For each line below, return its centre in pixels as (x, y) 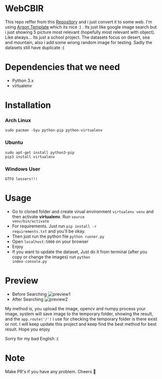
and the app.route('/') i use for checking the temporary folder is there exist (81, 319)
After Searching (28, 299)
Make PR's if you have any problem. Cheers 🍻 (51, 371)
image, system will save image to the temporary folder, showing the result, (79, 314)
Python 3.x (23, 80)
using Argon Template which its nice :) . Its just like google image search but (81, 27)
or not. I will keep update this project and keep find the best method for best (81, 324)
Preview (22, 281)
